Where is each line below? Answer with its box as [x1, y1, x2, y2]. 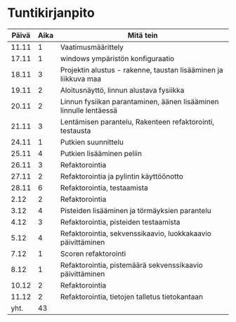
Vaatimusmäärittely [60, 42, 124, 52]
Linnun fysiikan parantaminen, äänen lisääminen [60, 96, 219, 106]
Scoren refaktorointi [60, 248, 126, 258]
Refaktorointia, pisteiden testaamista [60, 217, 181, 226]
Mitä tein [127, 30, 158, 40]
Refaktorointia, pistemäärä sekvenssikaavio [60, 260, 204, 270]
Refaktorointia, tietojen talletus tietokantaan [60, 292, 204, 302]
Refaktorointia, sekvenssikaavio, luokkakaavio [60, 228, 212, 238]
